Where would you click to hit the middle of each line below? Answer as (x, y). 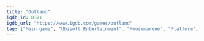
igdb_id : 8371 (25, 17)
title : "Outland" (28, 12)
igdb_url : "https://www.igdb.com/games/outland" (70, 23)
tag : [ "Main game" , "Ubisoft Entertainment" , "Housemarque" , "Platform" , (103, 29)
